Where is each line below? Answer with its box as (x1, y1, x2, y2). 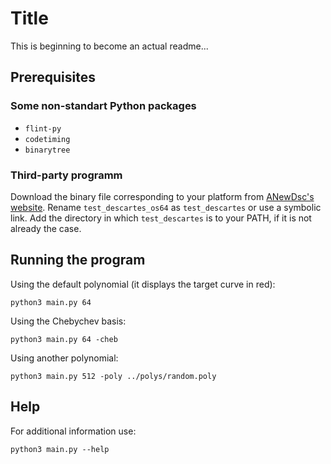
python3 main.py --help (10, 444, 110, 454)
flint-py (24, 123, 62, 134)
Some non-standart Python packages (10, 99, 197, 113)
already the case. (10, 222, 82, 234)
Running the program (10, 252, 146, 269)
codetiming (24, 134, 71, 144)
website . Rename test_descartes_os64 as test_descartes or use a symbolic (10, 201, 322, 213)
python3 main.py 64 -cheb (10, 334, 118, 344)
